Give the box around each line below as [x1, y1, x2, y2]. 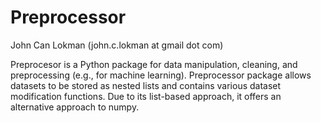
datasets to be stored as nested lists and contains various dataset [10, 79, 282, 91]
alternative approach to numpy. [10, 101, 140, 113]
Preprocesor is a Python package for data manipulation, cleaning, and [10, 58, 298, 70]
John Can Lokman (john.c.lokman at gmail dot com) [10, 39, 224, 51]
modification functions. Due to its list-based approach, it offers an [10, 90, 282, 102]
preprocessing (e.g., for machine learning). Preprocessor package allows [10, 69, 312, 81]
